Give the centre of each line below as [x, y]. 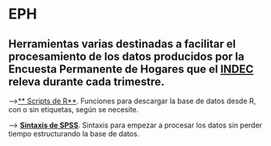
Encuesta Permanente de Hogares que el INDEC [131, 69]
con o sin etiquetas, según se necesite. [74, 109]
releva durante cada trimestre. [87, 81]
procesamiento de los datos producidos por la [127, 56]
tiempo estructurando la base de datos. [74, 133]
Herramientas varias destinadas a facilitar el [122, 44]
